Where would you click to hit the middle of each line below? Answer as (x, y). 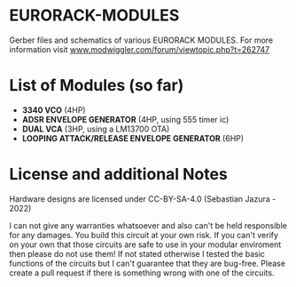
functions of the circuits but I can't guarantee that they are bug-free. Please (148, 263)
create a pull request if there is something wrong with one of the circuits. (142, 273)
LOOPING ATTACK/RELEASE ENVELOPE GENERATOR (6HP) (133, 138)
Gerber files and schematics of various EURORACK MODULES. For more (141, 40)
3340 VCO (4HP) (54, 110)
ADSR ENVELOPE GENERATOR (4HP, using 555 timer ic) (125, 119)
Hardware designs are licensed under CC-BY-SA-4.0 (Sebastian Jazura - (143, 199)
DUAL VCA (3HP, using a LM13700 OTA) (96, 129)
